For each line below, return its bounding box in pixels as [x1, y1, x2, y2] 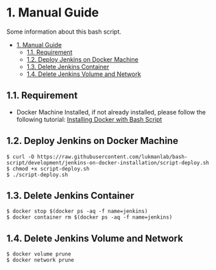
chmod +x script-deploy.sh [12, 165, 90, 172]
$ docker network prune [6, 257, 75, 264]
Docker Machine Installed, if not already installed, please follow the [16, 108, 206, 116]
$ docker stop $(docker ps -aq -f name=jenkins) [6, 208, 148, 215]
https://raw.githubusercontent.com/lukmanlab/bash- [36, 153, 188, 160]
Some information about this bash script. [6, 27, 121, 36]
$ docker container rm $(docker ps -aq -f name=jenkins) [6, 214, 173, 221]
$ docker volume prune [6, 251, 71, 258]
